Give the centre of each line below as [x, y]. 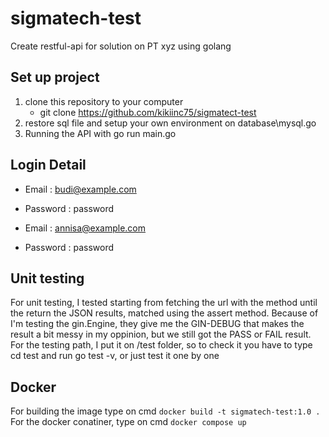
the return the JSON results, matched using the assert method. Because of [164, 313]
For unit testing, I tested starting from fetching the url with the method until [164, 303]
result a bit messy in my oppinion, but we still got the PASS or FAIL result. [161, 334]
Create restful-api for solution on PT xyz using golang [121, 46]
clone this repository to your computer [104, 101]
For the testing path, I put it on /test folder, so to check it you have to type [161, 345]
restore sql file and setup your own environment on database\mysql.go [170, 123]
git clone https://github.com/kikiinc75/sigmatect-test [148, 112]
